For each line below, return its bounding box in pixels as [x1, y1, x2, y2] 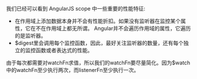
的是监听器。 [14, 32, 46, 39]
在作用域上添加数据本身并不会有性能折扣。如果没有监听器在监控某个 [14, 18, 181, 25]
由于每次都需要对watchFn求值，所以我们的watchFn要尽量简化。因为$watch [6, 59, 190, 66]
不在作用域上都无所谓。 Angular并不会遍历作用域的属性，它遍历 [35, 25, 191, 32]
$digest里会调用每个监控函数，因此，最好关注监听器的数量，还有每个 [14, 40, 184, 46]
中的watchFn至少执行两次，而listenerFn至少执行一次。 [6, 67, 139, 73]
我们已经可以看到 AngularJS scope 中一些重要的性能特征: [6, 5, 146, 12]
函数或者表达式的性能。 [35, 47, 93, 54]
